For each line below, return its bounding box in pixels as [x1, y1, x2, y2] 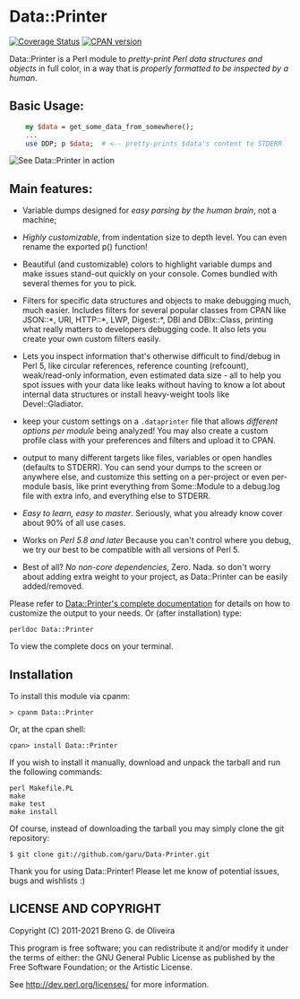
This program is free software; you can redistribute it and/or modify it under [9, 942, 289, 953]
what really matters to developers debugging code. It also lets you [21, 324, 267, 335]
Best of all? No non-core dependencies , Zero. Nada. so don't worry [21, 562, 271, 573]
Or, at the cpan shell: [9, 724, 86, 734]
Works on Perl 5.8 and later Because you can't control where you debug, [21, 535, 292, 546]
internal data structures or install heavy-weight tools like [21, 389, 230, 400]
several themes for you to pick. [21, 278, 137, 289]
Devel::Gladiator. [21, 399, 83, 409]
